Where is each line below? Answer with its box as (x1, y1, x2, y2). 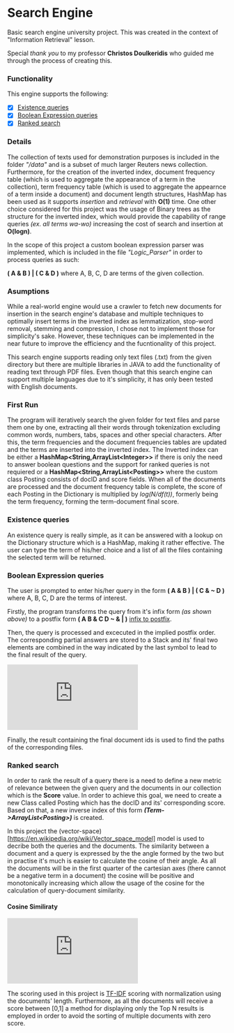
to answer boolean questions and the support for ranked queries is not (7, 460, 210, 469)
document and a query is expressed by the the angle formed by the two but (7, 849, 224, 858)
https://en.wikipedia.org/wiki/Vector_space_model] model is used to (9, 835, 205, 843)
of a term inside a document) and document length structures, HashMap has (7, 190, 227, 198)
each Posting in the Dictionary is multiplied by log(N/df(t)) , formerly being (7, 490, 219, 499)
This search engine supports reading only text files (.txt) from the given (7, 353, 212, 361)
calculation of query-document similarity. (7, 886, 125, 895)
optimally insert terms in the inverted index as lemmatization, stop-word (7, 317, 214, 325)
